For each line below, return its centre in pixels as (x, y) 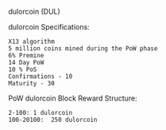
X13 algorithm (32, 41)
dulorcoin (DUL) (35, 12)
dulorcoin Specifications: (49, 27)
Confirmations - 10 (41, 77)
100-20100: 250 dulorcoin (53, 120)
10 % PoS (23, 69)
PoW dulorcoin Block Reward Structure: (73, 98)
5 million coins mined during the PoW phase (83, 49)
